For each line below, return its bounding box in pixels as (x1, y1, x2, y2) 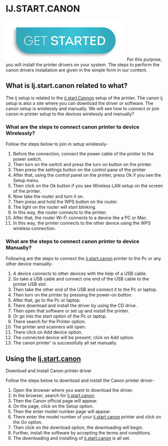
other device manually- (5, 261, 53, 267)
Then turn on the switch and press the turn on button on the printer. (12, 162, 152, 168)
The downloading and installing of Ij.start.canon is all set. (12, 435, 130, 441)
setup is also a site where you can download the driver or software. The (5, 100, 154, 106)
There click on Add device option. (12, 329, 83, 335)
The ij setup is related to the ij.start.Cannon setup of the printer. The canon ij (5, 95, 163, 101)
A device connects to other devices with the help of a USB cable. (12, 270, 147, 276)
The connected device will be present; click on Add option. (12, 335, 134, 341)
